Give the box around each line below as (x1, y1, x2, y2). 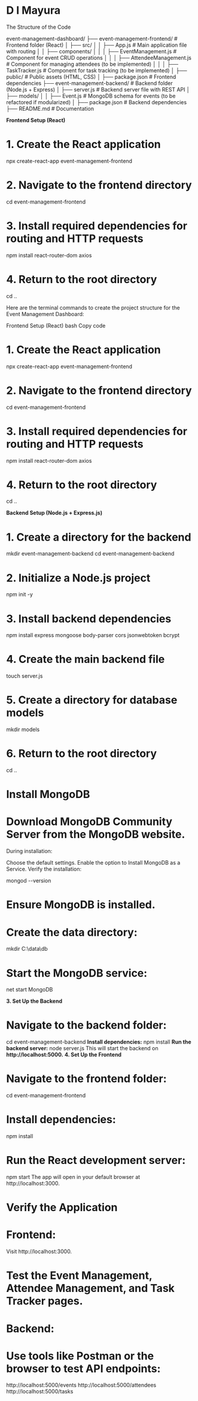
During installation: (6, 848, 53, 855)
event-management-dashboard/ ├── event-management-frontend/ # (6, 35, 178, 42)
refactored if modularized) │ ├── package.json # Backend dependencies (6, 98, 187, 105)
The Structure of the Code (6, 23, 71, 31)
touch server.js (6, 672, 43, 680)
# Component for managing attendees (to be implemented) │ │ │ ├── (6, 60, 178, 68)
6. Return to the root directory (6, 747, 157, 760)
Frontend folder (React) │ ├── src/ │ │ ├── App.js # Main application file (6, 41, 187, 48)
